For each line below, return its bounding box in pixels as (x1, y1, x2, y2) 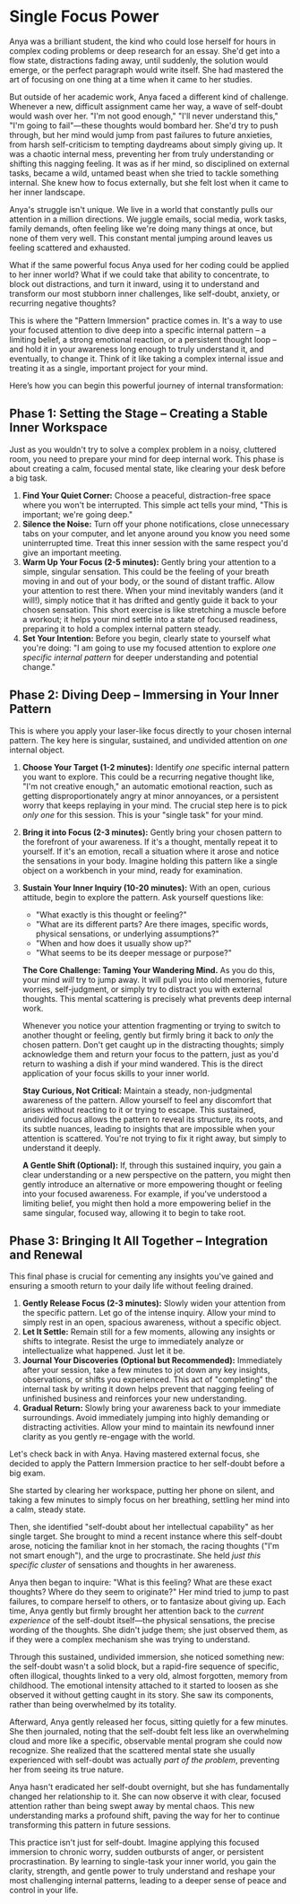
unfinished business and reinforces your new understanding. (21, 1393, 247, 1404)
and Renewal (9, 1247, 83, 1262)
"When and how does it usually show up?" (35, 937, 193, 948)
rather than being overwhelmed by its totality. (9, 1700, 177, 1710)
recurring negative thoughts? (9, 298, 116, 309)
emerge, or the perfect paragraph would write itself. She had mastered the (9, 65, 284, 75)
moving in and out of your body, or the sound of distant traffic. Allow (21, 576, 275, 587)
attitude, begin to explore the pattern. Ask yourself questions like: (21, 891, 264, 902)
